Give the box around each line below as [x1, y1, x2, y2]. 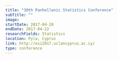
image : [5, 17, 19, 22]
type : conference [5, 46, 43, 51]
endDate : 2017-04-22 [5, 27, 50, 32]
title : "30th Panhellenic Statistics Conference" [5, 7, 114, 13]
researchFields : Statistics [5, 31, 66, 36]
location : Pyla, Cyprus [5, 36, 56, 42]
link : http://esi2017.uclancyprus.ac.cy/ [5, 41, 95, 46]
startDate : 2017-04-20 [5, 22, 54, 27]
